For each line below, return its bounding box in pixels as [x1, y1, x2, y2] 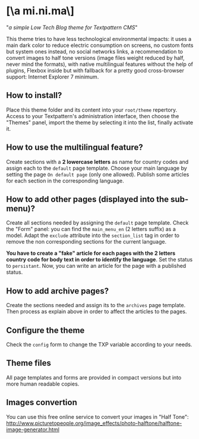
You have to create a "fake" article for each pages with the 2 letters [6, 249, 176, 257]
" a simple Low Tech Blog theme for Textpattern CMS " [6, 24, 138, 31]
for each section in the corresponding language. [6, 177, 124, 184]
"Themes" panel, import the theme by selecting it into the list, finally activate [6, 119, 194, 126]
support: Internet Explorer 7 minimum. [6, 73, 99, 80]
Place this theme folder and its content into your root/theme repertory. [6, 106, 178, 113]
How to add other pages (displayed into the [6, 194, 169, 204]
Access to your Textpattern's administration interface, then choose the [6, 112, 179, 119]
